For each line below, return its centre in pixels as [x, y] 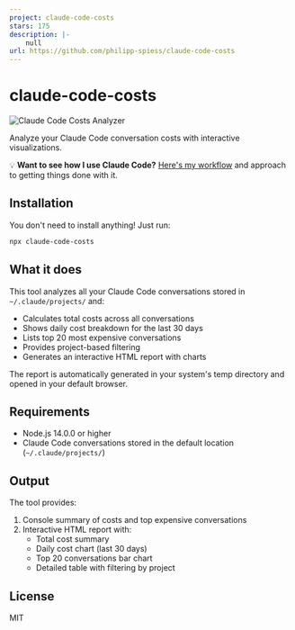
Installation [41, 203]
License [32, 596]
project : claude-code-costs [62, 18]
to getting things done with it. [64, 175]
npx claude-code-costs [52, 241]
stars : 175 [30, 26]
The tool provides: [43, 503]
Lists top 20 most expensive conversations [102, 337]
